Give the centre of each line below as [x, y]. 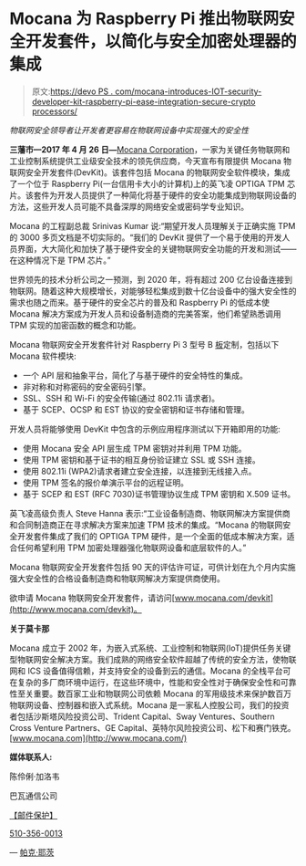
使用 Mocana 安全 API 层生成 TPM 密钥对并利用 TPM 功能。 [135, 448]
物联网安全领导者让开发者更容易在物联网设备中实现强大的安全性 [129, 130]
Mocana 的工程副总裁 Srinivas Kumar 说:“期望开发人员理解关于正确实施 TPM [153, 225]
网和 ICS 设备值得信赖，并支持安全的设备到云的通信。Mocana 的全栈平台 [146, 671]
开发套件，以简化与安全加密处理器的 [162, 42]
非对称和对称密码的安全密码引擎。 [87, 386]
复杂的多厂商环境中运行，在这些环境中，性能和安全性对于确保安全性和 [148, 682]
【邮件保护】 [33, 815]
